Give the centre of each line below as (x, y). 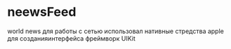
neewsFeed (42, 12)
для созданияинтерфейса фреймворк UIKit (71, 38)
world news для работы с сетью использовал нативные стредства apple (116, 31)
